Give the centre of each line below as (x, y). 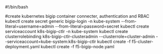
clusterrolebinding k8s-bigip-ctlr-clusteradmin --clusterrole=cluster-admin (80, 36)
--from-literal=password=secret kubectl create (102, 26)
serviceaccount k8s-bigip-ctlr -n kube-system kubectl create (66, 31)
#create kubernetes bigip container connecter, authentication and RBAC (77, 16)
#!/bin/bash (17, 7)
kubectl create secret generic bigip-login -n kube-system (63, 21)
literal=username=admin (30, 26)
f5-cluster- (143, 42)
